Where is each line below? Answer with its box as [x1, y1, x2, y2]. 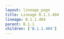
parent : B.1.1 [5, 21, 35, 27]
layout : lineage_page [5, 7, 50, 13]
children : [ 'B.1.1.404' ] [5, 26, 57, 31]
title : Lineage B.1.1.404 [5, 12, 59, 17]
